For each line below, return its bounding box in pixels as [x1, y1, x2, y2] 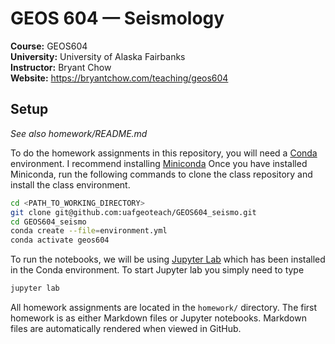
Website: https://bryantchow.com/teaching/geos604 [10, 72, 229, 84]
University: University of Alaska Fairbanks [10, 50, 186, 62]
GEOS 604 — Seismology [10, 7, 225, 30]
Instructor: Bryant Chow [10, 61, 112, 73]
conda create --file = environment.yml [10, 226, 168, 236]
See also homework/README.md [10, 127, 148, 139]
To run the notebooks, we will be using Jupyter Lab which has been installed [10, 253, 326, 266]
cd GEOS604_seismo [10, 217, 87, 227]
